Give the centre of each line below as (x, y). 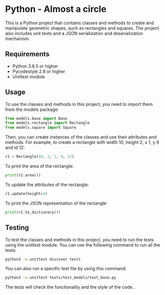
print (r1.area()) (23, 175)
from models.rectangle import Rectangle (48, 123)
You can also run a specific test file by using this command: (66, 269)
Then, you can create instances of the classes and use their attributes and (81, 137)
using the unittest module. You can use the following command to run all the (83, 245)
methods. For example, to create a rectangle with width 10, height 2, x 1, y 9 (82, 143)
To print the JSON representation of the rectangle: (56, 203)
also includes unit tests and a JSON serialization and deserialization (74, 33)
